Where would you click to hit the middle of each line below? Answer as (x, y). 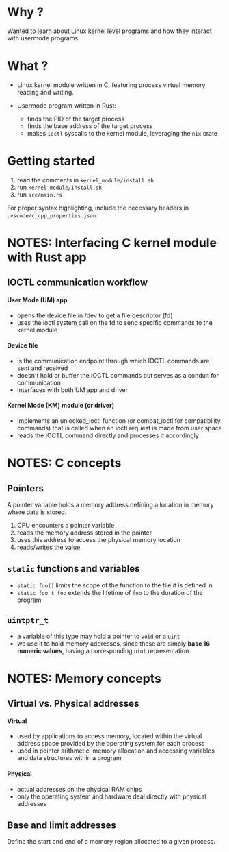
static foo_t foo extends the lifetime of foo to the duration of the (110, 592)
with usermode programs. (43, 38)
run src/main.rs (40, 194)
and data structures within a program (69, 758)
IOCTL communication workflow (78, 283)
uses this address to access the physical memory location (99, 540)
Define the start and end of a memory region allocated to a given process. (111, 842)
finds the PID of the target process (76, 119)
